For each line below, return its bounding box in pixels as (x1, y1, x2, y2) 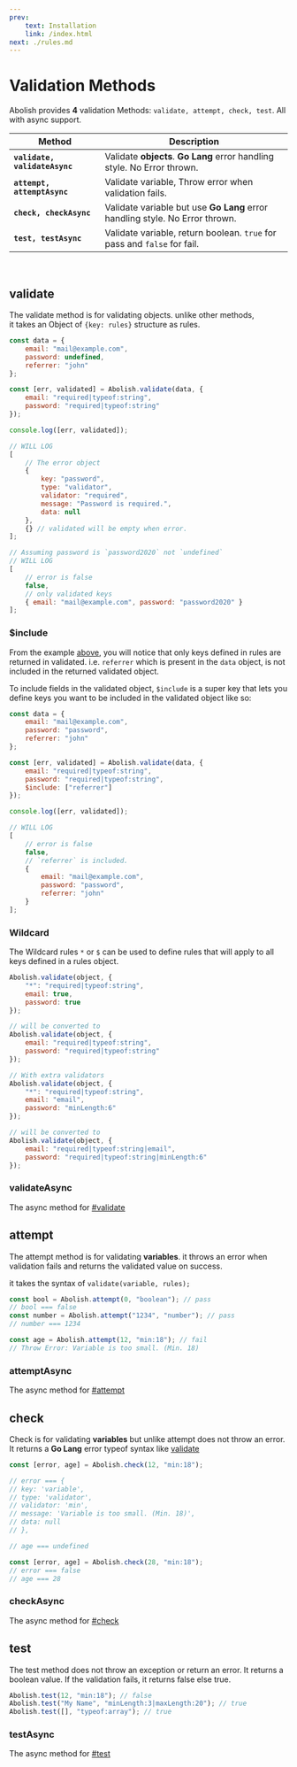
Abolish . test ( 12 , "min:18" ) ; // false (9, 1691, 152, 1700)
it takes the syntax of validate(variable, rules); (9, 1277, 191, 1288)
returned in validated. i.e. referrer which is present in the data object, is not (9, 656, 286, 667)
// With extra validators (9, 1070, 104, 1080)
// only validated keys (25, 590, 113, 598)
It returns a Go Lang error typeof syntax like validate (9, 1443, 201, 1454)
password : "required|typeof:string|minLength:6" (25, 1153, 208, 1161)
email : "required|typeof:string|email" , (25, 1144, 176, 1154)
